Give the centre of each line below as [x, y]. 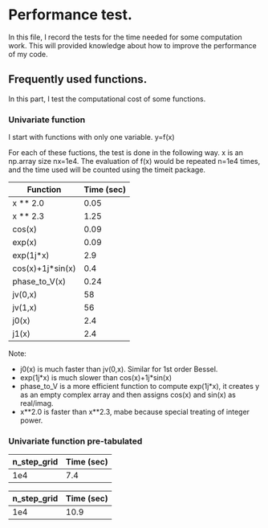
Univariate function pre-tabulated [75, 441]
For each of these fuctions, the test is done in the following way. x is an [126, 153]
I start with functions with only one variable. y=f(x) [91, 137]
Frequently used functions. [78, 79]
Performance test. [70, 15]
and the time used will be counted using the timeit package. [107, 170]
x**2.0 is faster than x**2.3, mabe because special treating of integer [135, 412]
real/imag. [37, 403]
